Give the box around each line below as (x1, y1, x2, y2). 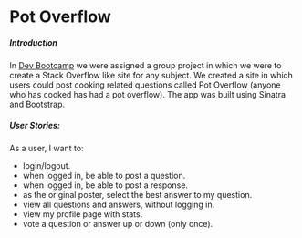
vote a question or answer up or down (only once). (22, 219, 213, 230)
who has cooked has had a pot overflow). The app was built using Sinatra (9, 89, 286, 100)
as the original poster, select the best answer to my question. (22, 190, 253, 201)
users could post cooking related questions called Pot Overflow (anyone (9, 79, 281, 90)
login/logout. (22, 160, 71, 171)
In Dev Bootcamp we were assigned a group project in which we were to (9, 60, 282, 71)
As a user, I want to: (9, 143, 84, 154)
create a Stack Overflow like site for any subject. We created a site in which (9, 70, 294, 81)
